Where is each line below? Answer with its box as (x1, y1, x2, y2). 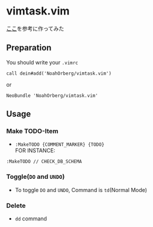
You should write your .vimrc (6, 58, 78, 66)
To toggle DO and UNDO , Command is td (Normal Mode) (14, 186, 148, 193)
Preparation (6, 43, 52, 53)
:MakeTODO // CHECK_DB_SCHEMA (6, 158, 83, 165)
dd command (14, 215, 47, 222)
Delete (6, 201, 26, 210)
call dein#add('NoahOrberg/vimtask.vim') (6, 70, 112, 76)
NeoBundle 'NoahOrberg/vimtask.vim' (6, 92, 98, 99)
